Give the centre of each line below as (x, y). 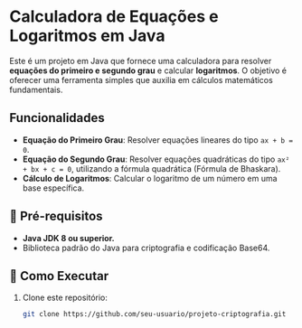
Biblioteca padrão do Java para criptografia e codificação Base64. (146, 248)
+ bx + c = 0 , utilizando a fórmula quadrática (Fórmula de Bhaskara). (151, 168)
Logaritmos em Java (87, 36)
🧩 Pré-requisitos (56, 216)
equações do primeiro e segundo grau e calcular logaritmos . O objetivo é (148, 70)
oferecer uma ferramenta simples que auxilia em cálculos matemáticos (141, 80)
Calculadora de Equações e (114, 17)
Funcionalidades (57, 118)
